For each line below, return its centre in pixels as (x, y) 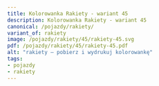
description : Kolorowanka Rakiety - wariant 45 (77, 20)
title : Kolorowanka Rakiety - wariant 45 (68, 14)
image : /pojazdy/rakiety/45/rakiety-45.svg (71, 40)
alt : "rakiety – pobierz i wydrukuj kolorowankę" (80, 53)
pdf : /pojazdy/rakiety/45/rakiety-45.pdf (68, 46)
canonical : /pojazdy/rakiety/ (51, 26)
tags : (15, 59)
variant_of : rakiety (37, 33)
